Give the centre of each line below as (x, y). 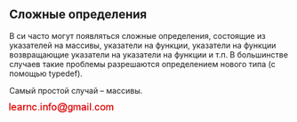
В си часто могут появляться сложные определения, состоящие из (137, 35)
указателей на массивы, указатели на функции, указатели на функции (143, 45)
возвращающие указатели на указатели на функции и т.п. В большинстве (149, 54)
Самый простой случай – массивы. (76, 90)
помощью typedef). (46, 73)
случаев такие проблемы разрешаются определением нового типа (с (142, 64)
